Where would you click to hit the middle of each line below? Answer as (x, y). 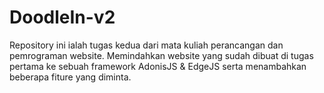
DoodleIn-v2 (62, 17)
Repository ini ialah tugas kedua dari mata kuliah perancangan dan (146, 45)
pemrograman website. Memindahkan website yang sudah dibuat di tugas (161, 55)
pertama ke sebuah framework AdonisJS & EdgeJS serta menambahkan (158, 66)
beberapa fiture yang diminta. (70, 77)
